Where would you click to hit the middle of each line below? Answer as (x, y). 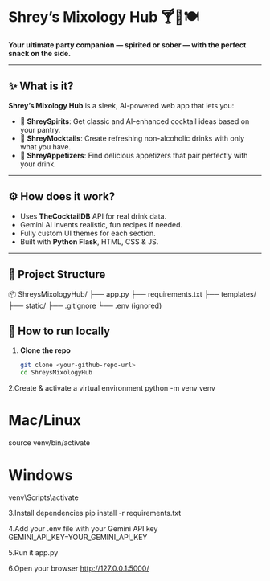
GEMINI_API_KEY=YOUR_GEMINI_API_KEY (78, 537)
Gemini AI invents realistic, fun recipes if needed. (101, 224)
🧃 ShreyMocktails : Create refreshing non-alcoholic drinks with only (132, 138)
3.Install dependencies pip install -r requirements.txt (95, 513)
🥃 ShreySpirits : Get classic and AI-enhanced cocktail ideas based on (135, 121)
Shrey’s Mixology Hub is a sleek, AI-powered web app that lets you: (121, 105)
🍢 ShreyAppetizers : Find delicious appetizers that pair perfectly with (134, 155)
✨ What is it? (41, 86)
